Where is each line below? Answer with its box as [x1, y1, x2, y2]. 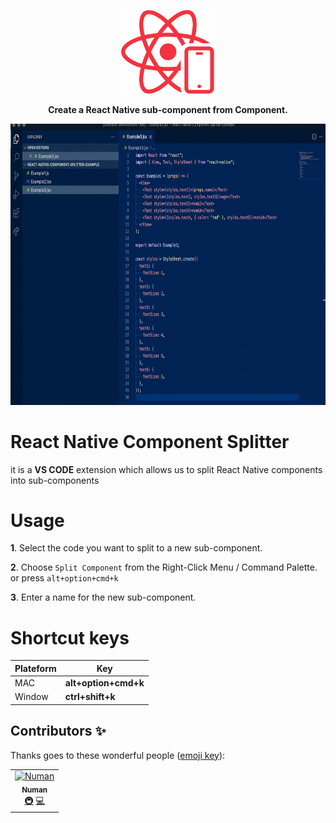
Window [14, 691, 49, 703]
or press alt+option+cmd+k [10, 572, 119, 584]
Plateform [14, 662, 57, 674]
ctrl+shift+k [64, 691, 116, 703]
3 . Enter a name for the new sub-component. [10, 591, 197, 604]
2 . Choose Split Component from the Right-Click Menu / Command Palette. [10, 561, 318, 574]
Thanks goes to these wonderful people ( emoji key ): [10, 749, 226, 761]
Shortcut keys [10, 626, 130, 649]
